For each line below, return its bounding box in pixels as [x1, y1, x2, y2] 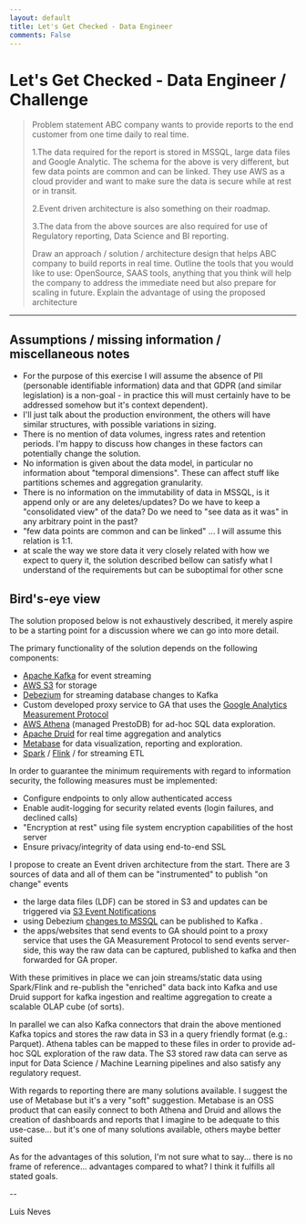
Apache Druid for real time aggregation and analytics [22, 728, 221, 739]
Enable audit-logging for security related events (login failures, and [22, 802, 274, 813]
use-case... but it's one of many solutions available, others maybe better [9, 1124, 281, 1134]
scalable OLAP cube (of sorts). [9, 1001, 125, 1012]
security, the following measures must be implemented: [9, 775, 218, 786]
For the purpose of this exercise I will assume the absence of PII [22, 371, 264, 382]
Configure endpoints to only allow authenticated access [22, 792, 232, 804]
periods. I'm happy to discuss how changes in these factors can [22, 438, 263, 449]
